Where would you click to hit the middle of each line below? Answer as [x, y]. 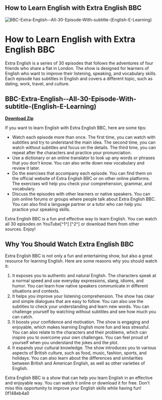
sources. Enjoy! [20, 229]
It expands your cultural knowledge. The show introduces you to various [84, 348]
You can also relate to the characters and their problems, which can [79, 333]
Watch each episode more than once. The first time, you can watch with [84, 137]
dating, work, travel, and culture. [37, 83]
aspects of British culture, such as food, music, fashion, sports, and [79, 353]
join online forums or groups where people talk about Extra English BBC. [84, 199]
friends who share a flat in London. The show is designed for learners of [77, 68]
